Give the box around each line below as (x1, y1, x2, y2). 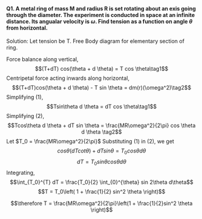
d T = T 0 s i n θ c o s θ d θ (76, 158, 127, 166)
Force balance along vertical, (6, 56, 79, 63)
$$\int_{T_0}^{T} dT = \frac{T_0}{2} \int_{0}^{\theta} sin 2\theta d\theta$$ (10, 178, 194, 186)
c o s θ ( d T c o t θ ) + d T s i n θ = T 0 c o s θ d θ (57, 147, 146, 155)
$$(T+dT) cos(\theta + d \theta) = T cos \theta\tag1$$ (34, 65, 169, 73)
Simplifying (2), (6, 113, 45, 120)
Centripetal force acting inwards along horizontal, (6, 74, 130, 82)
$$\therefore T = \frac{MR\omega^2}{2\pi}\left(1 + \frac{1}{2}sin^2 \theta (10, 200, 193, 207)
